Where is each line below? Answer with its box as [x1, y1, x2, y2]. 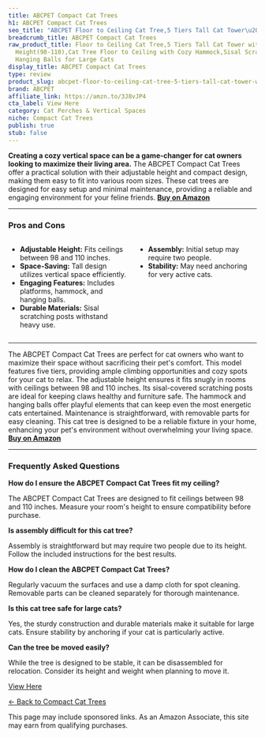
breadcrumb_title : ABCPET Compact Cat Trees [8, 33, 157, 42]
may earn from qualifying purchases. [8, 721, 129, 730]
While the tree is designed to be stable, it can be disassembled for [8, 658, 223, 668]
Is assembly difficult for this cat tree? [8, 526, 133, 535]
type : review [8, 70, 51, 78]
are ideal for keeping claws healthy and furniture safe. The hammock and [8, 391, 247, 401]
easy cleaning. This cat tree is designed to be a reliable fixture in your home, [8, 416, 257, 426]
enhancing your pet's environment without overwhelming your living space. [8, 425, 254, 434]
